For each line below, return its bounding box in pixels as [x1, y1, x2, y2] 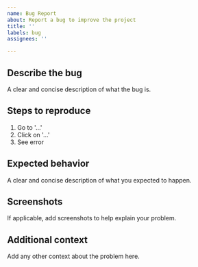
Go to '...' [16, 123, 42, 131]
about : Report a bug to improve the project [7, 16, 136, 23]
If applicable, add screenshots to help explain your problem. [7, 214, 177, 222]
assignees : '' [7, 36, 48, 43]
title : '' [7, 23, 36, 30]
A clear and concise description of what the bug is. [7, 85, 151, 93]
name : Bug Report [7, 10, 57, 17]
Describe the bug [7, 67, 82, 79]
